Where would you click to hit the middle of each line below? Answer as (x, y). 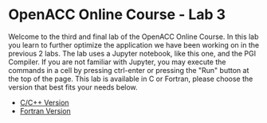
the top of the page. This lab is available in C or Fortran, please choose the (131, 79)
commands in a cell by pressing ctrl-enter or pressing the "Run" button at (129, 70)
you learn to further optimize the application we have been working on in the (134, 44)
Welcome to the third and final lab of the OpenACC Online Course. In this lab (133, 37)
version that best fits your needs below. (73, 87)
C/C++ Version (44, 102)
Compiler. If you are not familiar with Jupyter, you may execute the (117, 62)
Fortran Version (45, 111)
